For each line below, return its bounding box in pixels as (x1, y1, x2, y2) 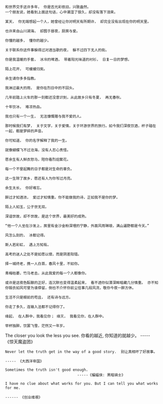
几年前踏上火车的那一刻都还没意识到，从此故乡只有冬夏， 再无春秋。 (5, 95, 123, 100)
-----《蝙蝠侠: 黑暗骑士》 (77, 373, 125, 378)
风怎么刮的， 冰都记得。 (5, 233, 47, 238)
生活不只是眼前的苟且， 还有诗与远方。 (5, 295, 73, 300)
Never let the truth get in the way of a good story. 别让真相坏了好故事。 (5, 349, 158, 354)
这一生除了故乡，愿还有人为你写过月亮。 (5, 176, 74, 181)
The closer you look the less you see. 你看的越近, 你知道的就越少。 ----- (5, 333, 150, 338)
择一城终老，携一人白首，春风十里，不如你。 (5, 261, 81, 266)
